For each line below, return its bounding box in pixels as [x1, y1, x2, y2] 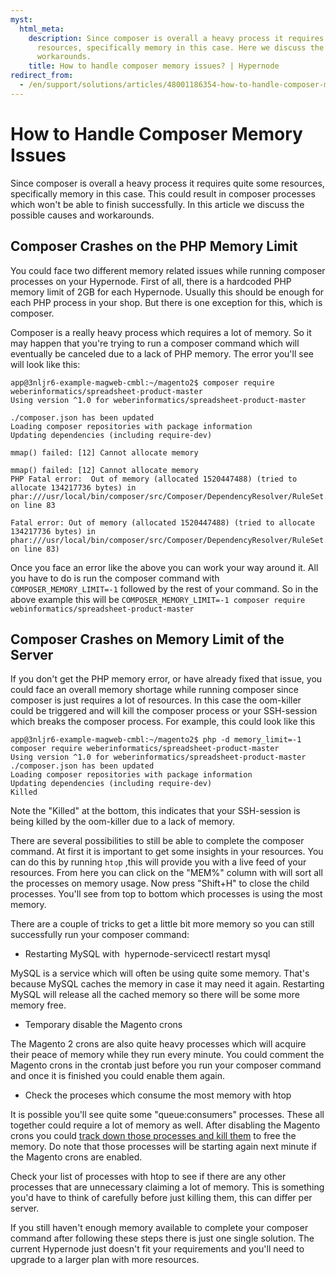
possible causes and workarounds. [10, 209, 155, 221]
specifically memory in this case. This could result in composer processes [10, 187, 316, 200]
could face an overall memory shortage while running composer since [10, 684, 299, 696]
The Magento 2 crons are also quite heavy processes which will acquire [10, 1038, 307, 1050]
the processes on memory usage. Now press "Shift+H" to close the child [10, 877, 310, 890]
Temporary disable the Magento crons [24, 1019, 183, 1031]
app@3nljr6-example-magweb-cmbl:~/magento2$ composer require [10, 377, 275, 388]
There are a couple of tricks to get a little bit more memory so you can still [10, 918, 315, 930]
